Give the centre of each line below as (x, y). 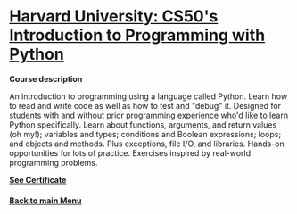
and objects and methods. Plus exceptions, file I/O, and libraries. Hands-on (147, 144)
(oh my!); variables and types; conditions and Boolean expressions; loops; (145, 134)
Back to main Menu (45, 200)
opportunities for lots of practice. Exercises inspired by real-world (130, 152)
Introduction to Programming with (137, 35)
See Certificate (38, 179)
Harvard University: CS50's (114, 16)
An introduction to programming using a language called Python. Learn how (148, 96)
